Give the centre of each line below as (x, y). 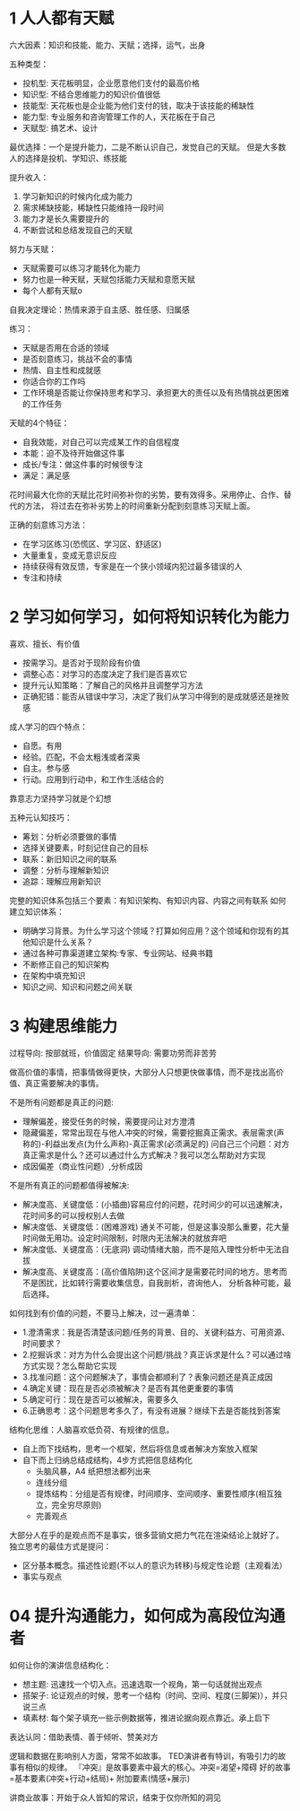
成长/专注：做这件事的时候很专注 (82, 464)
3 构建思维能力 (64, 1027)
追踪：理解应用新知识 (61, 881)
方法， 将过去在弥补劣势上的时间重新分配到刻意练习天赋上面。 (140, 505)
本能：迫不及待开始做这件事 (73, 453)
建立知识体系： (37, 911)
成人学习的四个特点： (48, 727)
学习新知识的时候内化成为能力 (77, 196)
